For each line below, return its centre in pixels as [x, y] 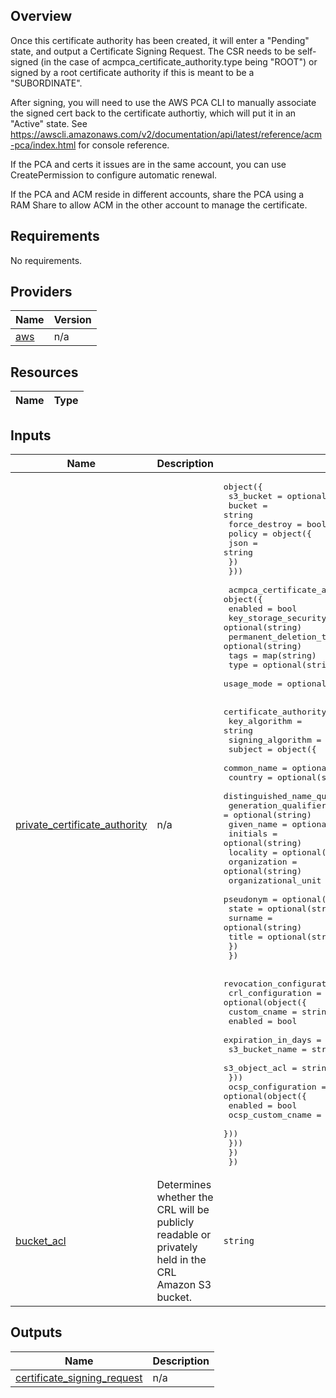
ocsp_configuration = [277, 1087]
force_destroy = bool [277, 524]
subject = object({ [272, 749]
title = [245, 937]
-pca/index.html [43, 145]
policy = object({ [270, 534]
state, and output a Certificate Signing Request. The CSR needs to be [153, 51]
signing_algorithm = [275, 740]
